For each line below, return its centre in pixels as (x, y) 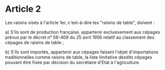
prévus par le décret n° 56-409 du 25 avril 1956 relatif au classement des (80, 37)
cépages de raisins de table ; (35, 42)
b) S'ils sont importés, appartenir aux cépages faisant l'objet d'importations (82, 52)
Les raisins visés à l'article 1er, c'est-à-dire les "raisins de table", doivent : (80, 23)
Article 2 (23, 9)
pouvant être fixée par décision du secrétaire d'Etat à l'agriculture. (73, 62)
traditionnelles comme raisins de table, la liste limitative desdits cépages (79, 57)
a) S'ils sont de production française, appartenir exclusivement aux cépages (83, 32)
